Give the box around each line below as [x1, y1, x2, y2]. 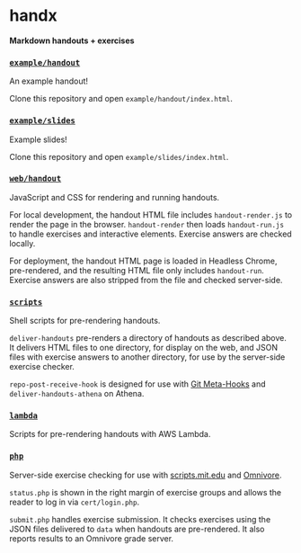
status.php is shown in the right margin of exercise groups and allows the [9, 486, 282, 497]
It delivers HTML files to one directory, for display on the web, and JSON [9, 343, 279, 353]
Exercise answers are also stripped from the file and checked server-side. [9, 274, 283, 285]
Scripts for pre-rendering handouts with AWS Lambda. [9, 429, 211, 440]
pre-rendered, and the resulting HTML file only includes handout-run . [9, 264, 265, 275]
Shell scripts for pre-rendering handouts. [9, 316, 161, 326]
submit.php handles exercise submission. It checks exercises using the [9, 513, 271, 524]
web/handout [9, 174, 62, 184]
